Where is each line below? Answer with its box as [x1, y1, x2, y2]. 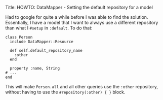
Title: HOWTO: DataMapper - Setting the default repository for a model [5, 5, 153, 10]
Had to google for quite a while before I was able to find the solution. [5, 14, 148, 20]
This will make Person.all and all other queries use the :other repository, [5, 84, 158, 89]
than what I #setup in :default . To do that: [5, 25, 93, 31]
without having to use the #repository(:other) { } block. [5, 89, 126, 95]
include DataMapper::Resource [10, 39, 73, 44]
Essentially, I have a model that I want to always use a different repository [5, 20, 158, 25]
